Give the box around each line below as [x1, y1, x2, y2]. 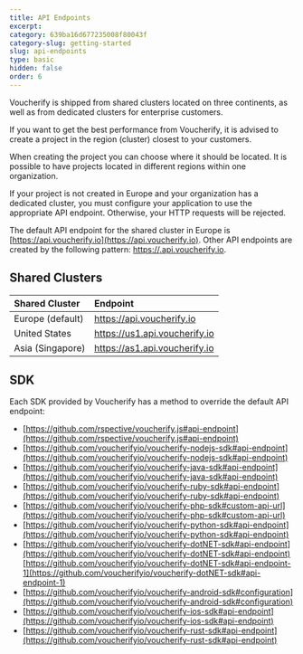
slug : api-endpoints [9, 47, 88, 56]
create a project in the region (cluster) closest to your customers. [9, 133, 251, 145]
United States [14, 327, 72, 339]
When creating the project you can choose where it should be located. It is [9, 151, 288, 162]
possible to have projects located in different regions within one [9, 160, 247, 172]
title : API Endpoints [9, 13, 91, 23]
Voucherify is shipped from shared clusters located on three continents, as [9, 97, 288, 108]
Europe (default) [14, 312, 84, 325]
